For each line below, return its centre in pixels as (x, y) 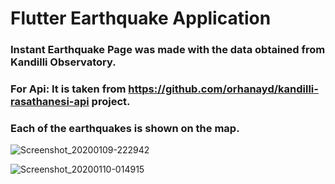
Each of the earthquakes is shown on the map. (125, 128)
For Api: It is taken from (68, 89)
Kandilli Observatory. (63, 62)
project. (111, 102)
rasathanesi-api (50, 102)
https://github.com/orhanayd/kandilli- (223, 89)
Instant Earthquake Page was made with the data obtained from (168, 50)
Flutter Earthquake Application (141, 18)
